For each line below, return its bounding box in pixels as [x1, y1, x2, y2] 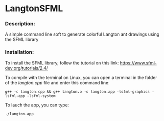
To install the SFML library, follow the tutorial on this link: [5, 60, 119, 66]
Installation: [5, 49, 34, 56]
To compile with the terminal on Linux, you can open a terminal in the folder [5, 74, 158, 81]
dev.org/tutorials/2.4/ [5, 65, 48, 71]
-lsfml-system [26, 93, 56, 98]
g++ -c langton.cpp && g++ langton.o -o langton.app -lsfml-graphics [5, 89, 150, 94]
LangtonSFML [5, 3, 63, 14]
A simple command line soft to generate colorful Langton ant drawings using [5, 31, 160, 37]
